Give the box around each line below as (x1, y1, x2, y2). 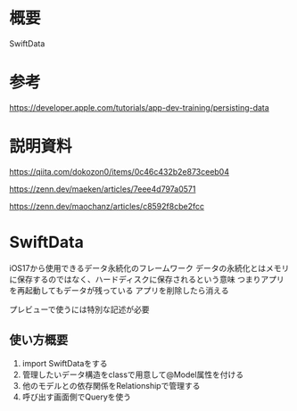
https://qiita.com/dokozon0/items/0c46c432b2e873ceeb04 (9, 166, 230, 177)
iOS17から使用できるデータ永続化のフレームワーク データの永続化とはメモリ (9, 262, 290, 273)
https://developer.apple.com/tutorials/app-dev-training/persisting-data (9, 102, 269, 112)
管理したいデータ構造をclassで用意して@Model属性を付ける (21, 369, 244, 380)
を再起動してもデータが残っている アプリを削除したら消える (9, 284, 229, 295)
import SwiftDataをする (21, 358, 109, 368)
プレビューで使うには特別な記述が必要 (9, 304, 150, 315)
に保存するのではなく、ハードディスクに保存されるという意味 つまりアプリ (9, 274, 285, 284)
